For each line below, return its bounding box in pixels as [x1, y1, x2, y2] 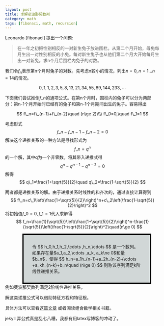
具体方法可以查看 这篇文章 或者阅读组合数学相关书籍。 [5, 305, 114, 311]
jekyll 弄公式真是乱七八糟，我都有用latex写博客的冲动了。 [5, 316, 121, 322]
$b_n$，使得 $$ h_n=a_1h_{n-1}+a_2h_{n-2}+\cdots [32, 256, 137, 262]
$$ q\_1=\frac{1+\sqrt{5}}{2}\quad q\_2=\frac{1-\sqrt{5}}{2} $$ [19, 179, 146, 185]
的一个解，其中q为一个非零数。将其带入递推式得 [5, 154, 103, 160]
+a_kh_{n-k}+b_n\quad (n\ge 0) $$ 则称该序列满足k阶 [32, 262, 141, 268]
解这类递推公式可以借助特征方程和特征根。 [5, 295, 91, 301]
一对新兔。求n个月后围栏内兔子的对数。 [21, 57, 102, 64]
